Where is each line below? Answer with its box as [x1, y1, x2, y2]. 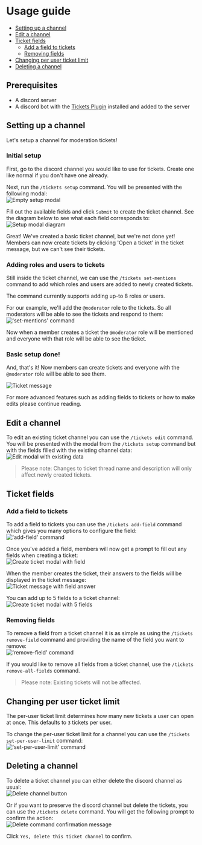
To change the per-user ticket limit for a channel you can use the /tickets [6, 731, 190, 738]
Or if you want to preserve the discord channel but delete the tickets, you [6, 801, 188, 809]
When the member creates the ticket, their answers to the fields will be [6, 570, 182, 577]
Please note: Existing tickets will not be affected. [21, 679, 142, 686]
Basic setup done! [6, 350, 60, 359]
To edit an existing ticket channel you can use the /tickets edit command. [6, 434, 194, 441]
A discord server [14, 96, 57, 103]
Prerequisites [6, 80, 58, 91]
